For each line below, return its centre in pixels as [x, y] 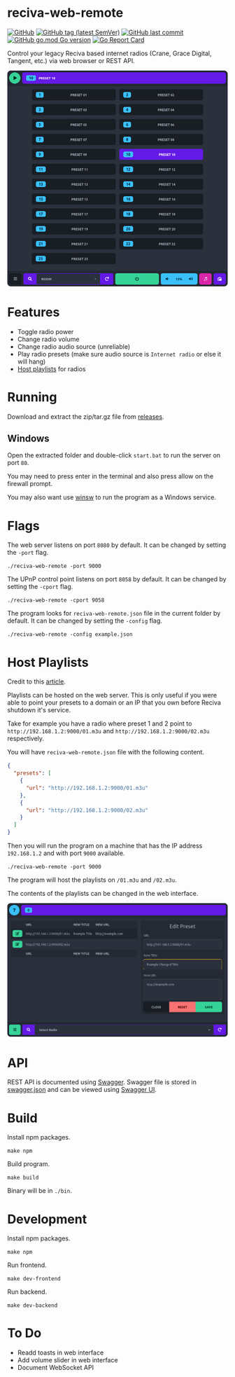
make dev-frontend [34, 1279]
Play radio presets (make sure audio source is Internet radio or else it [119, 354]
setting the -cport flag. [40, 587]
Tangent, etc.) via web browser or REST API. [71, 60]
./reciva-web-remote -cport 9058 [56, 600]
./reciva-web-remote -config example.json [70, 635]
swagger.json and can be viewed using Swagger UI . [82, 1090]
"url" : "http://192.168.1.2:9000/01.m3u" [87, 788]
